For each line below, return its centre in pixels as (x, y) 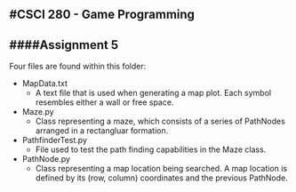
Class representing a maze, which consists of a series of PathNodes (160, 121)
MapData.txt (45, 84)
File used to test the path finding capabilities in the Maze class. (151, 149)
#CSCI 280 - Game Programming (102, 15)
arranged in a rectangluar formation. (102, 131)
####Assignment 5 (64, 45)
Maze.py (38, 112)
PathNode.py (46, 159)
